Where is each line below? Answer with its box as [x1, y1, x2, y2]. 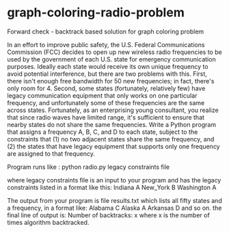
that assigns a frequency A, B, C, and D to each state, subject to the [7, 128, 198, 136]
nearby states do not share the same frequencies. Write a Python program [7, 120, 217, 128]
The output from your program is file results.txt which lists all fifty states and [7, 196, 222, 204]
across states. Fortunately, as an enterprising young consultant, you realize [7, 106, 219, 114]
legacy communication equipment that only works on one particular [7, 91, 198, 100]
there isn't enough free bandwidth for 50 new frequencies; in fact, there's [7, 77, 215, 85]
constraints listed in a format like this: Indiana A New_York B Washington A [7, 183, 217, 191]
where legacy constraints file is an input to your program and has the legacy [7, 176, 221, 184]
